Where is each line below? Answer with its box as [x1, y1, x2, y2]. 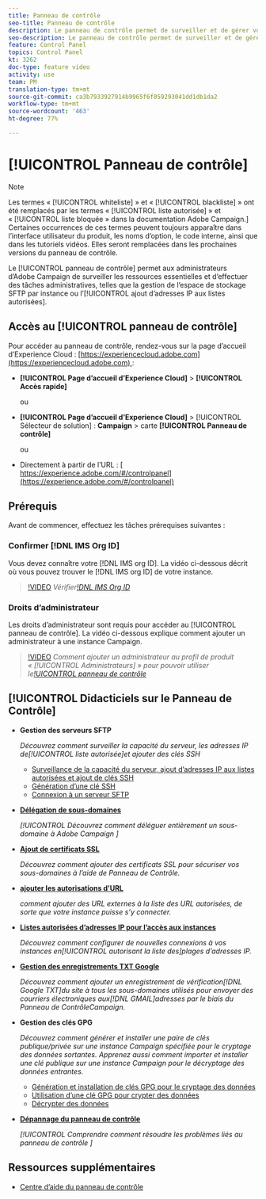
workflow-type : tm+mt [8, 100, 80, 108]
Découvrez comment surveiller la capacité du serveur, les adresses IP [19, 740, 249, 750]
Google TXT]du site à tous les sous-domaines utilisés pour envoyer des [19, 985, 253, 995]
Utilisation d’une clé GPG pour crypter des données [31, 1090, 199, 1100]
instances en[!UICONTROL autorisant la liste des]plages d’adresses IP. [19, 946, 252, 956]
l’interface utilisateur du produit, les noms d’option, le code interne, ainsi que [8, 231, 258, 240]
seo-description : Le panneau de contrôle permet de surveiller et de [8, 33, 243, 42]
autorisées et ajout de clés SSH [31, 773, 135, 782]
